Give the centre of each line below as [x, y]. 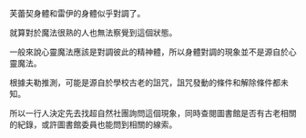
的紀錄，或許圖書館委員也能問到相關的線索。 [93, 124]
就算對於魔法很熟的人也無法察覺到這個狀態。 [93, 33]
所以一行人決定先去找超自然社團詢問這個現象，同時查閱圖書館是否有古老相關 [153, 113]
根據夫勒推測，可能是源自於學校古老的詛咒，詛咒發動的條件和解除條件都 [145, 83]
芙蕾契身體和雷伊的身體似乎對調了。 [77, 13]
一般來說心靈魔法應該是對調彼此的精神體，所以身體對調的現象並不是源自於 [149, 52]
